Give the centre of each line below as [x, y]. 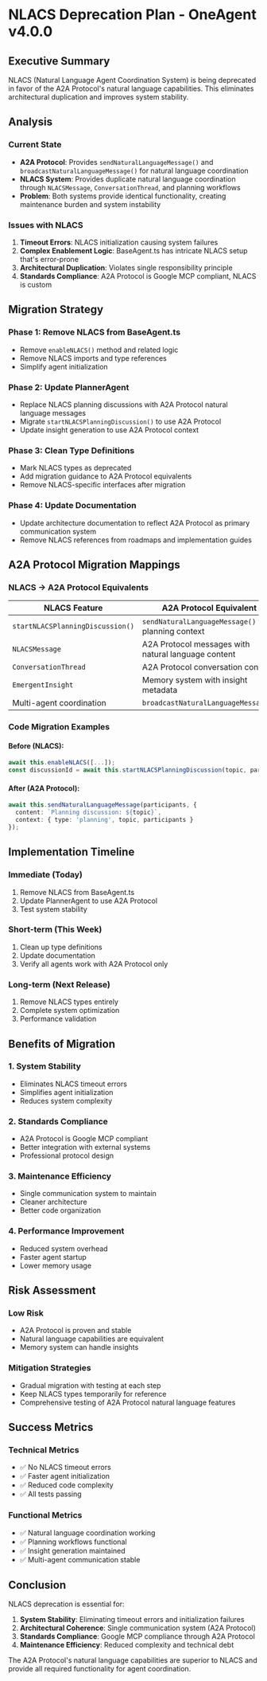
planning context [173, 631]
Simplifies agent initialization [66, 1092]
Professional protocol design [67, 1155]
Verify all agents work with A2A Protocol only [94, 964]
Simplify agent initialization [64, 366]
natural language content [189, 655]
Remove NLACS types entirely [69, 1002]
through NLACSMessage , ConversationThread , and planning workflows [130, 187]
